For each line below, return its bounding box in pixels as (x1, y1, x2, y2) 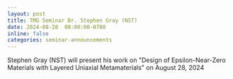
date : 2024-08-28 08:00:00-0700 (7, 23, 106, 30)
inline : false (7, 30, 50, 37)
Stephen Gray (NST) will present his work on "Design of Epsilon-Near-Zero (7, 56, 227, 64)
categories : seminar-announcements (7, 37, 113, 44)
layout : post (7, 10, 46, 18)
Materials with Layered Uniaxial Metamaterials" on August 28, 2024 (7, 63, 205, 72)
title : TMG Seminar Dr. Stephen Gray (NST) (7, 17, 138, 24)
